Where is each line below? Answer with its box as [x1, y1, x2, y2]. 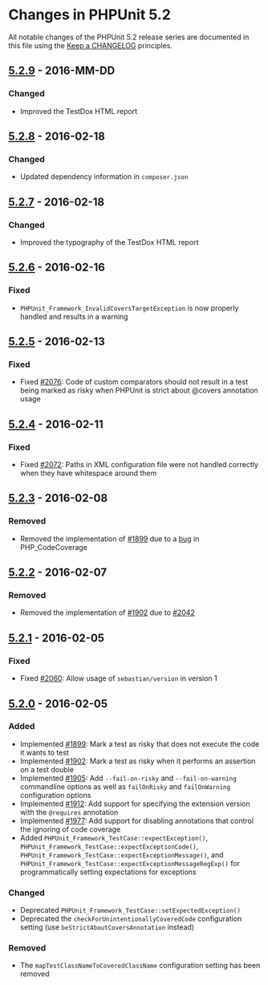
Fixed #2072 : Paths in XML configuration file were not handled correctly [19, 460, 259, 470]
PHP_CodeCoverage [19, 542, 88, 552]
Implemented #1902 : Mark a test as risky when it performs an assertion [19, 756, 256, 766]
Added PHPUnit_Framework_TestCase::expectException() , [19, 832, 209, 842]
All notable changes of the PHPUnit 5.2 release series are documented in [8, 32, 250, 42]
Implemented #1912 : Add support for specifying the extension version [19, 799, 250, 808]
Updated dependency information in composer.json [19, 172, 189, 181]
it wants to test [19, 747, 70, 757]
